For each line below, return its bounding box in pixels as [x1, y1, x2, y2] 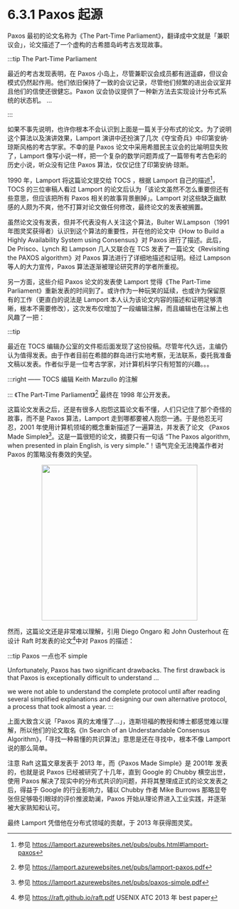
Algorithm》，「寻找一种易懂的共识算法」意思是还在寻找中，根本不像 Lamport [7, 735, 230, 743]
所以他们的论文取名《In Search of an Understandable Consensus [19, 725, 211, 734]
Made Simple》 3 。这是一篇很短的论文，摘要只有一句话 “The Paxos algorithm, [7, 431, 231, 441]
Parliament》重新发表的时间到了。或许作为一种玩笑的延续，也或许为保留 [7, 286, 220, 295]
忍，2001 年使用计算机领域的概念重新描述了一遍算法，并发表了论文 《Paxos [7, 423, 230, 431]
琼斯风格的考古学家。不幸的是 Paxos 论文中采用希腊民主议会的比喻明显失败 [7, 142, 228, 151]
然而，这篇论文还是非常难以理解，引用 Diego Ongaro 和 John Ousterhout [7, 627, 222, 636]
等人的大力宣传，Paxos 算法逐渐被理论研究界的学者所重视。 [7, 262, 183, 270]
